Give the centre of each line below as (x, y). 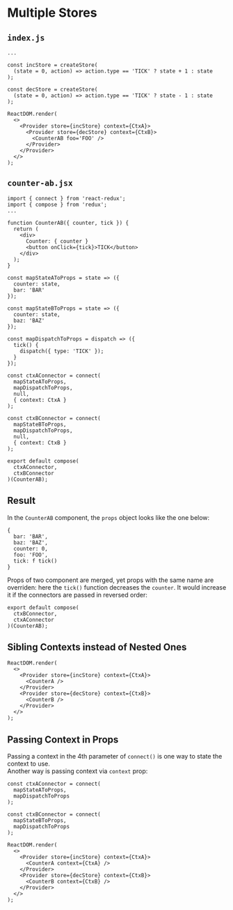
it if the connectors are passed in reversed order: (78, 595)
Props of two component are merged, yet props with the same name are (111, 580)
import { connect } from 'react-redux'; (67, 198)
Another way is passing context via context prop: (78, 771)
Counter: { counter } (57, 241)
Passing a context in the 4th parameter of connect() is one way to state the (115, 756)
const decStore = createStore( (53, 89)
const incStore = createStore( (53, 65)
